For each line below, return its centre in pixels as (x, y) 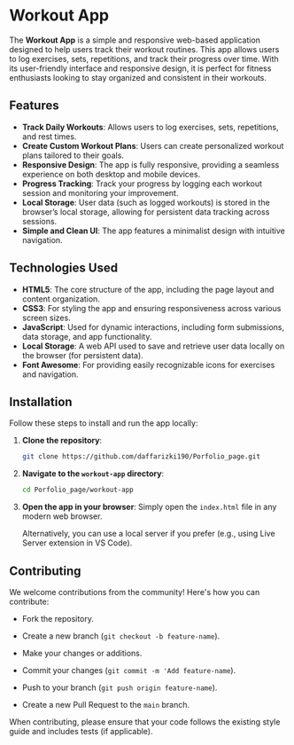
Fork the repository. (58, 618)
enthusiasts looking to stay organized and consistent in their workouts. (138, 77)
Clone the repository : (62, 441)
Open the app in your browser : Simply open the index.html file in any (149, 507)
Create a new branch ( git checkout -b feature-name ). (121, 636)
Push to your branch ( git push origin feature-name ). (120, 687)
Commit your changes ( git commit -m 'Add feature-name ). (129, 670)
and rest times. (49, 136)
